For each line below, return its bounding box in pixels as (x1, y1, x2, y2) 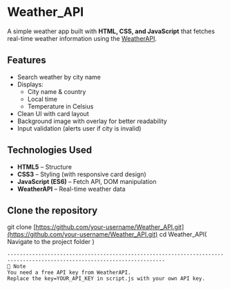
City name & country (27, 87, 86, 95)
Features (7, 55, 46, 66)
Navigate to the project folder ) (7, 238, 95, 246)
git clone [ (7, 223, 36, 232)
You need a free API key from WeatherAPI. (7, 269, 131, 277)
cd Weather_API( (159, 230, 207, 239)
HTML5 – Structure (17, 162, 73, 171)
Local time (27, 95, 57, 103)
